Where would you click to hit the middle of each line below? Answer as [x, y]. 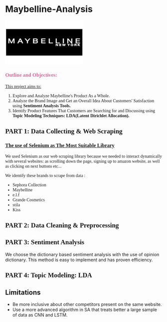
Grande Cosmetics [28, 200]
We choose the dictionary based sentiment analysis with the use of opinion [82, 254]
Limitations [23, 292]
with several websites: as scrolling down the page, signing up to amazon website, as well [83, 161]
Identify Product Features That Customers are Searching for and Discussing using [84, 111]
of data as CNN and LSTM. [40, 315]
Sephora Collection [29, 185]
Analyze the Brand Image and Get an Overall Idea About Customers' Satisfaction [83, 101]
